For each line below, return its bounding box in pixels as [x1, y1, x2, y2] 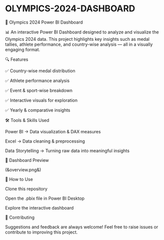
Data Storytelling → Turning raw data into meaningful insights [5, 148, 130, 153]
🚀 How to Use [5, 176, 33, 182]
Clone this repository [5, 185, 48, 192]
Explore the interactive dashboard [5, 205, 74, 210]
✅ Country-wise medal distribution [5, 67, 75, 74]
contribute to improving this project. [5, 229, 78, 235]
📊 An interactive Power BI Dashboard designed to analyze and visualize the [5, 29, 159, 35]
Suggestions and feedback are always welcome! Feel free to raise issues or [5, 224, 159, 230]
